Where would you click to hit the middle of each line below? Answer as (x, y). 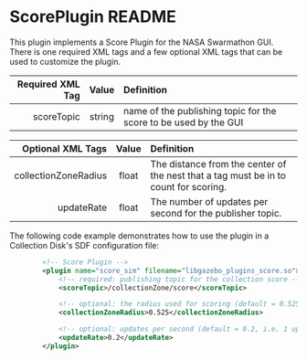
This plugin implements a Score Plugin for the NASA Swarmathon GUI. (142, 42)
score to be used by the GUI (183, 122)
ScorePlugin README (93, 17)
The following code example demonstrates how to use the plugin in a (139, 236)
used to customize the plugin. (65, 61)
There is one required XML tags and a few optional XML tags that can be (146, 51)
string (101, 116)
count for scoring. (188, 186)
